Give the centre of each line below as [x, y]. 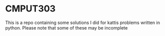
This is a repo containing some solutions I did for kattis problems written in [83, 22]
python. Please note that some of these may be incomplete [66, 27]
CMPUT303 [31, 9]
